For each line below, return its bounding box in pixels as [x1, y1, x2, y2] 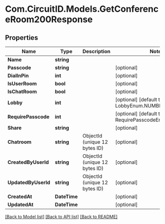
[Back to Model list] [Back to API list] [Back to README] [5, 214, 118, 220]
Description [82, 48, 110, 55]
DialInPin [7, 72, 29, 79]
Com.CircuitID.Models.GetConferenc [5, 3, 159, 15]
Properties [5, 33, 38, 42]
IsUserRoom [7, 80, 37, 87]
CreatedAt [7, 193, 32, 200]
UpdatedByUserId [7, 179, 51, 186]
